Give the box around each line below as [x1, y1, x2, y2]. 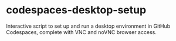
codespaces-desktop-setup [6, 3, 147, 17]
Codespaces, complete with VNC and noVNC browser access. [6, 28, 157, 35]
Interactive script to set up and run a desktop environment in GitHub [6, 23, 171, 29]
